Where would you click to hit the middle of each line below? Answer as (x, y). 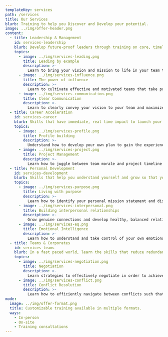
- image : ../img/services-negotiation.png (63, 262)
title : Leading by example (51, 61)
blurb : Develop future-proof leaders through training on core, (82, 47)
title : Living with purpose (52, 192)
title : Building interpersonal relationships (71, 210)
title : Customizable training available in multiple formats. (76, 308)
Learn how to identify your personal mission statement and (91, 201)
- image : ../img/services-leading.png (59, 56)
